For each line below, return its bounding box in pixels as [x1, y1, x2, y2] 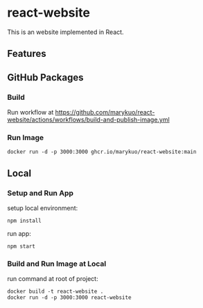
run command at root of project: [7, 275, 98, 283]
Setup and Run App [7, 188, 74, 198]
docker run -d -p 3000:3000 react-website [7, 294, 132, 301]
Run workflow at [7, 108, 54, 117]
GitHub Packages [7, 71, 84, 83]
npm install [7, 217, 42, 224]
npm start [7, 243, 36, 250]
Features [7, 48, 46, 60]
